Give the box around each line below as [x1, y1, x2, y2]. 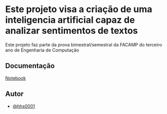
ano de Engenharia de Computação [5, 47, 79, 53]
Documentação [5, 62, 55, 70]
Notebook [5, 75, 26, 81]
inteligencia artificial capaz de [5, 14, 135, 26]
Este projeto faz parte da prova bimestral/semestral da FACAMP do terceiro [5, 41, 162, 47]
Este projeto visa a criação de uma [5, 4, 153, 15]
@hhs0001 [12, 103, 35, 109]
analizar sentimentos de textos [5, 25, 138, 36]
